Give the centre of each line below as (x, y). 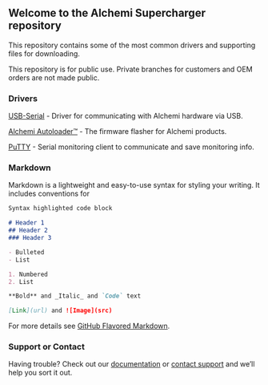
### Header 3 (30, 238)
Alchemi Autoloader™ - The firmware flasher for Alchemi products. (118, 132)
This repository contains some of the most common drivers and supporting (132, 45)
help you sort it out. (40, 373)
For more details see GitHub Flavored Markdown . (89, 326)
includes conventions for (49, 194)
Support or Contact (47, 346)
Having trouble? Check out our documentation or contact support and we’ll (132, 364)
